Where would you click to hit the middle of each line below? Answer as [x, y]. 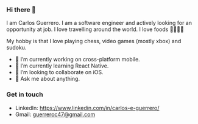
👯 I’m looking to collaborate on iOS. [59, 72]
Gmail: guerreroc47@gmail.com [55, 114]
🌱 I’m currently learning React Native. [62, 66]
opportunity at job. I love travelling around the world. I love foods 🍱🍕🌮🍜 [95, 29]
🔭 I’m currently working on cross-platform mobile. [77, 60]
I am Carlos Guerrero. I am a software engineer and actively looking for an [99, 23]
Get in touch [25, 95]
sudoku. [16, 47]
